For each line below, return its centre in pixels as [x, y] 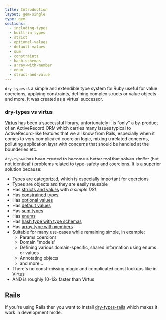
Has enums [24, 216]
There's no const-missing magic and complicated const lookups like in [84, 269]
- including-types [29, 28]
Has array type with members [43, 227]
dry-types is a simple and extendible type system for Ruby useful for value [81, 88]
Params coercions [38, 237]
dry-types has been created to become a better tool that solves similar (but [82, 159]
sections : [15, 24]
